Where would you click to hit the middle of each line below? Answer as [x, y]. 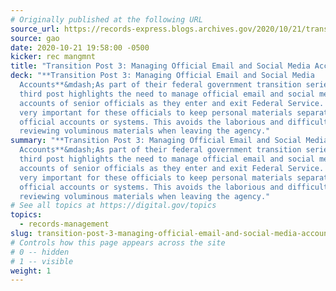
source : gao [35, 38]
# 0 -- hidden [40, 252]
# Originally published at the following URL [106, 19]
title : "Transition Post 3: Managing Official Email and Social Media [160, 66]
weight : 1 [31, 271]
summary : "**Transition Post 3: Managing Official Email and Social [156, 141]
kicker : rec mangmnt [53, 57]
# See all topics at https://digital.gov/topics [113, 206]
